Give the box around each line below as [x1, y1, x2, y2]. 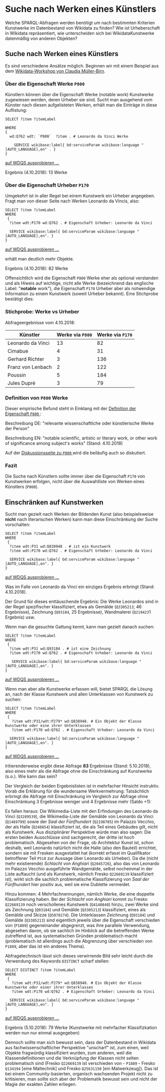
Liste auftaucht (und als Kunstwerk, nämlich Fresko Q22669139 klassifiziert [5, 871, 154, 877]
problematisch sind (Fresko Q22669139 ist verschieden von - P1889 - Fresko [5, 1060, 156, 1066]
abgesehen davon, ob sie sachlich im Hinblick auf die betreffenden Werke [5, 927, 155, 934]
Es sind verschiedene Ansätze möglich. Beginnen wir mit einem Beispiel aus [5, 63, 159, 68]
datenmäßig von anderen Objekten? [5, 35, 78, 41]
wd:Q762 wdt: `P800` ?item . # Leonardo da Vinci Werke [9, 134, 129, 139]
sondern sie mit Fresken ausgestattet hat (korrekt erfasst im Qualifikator [5, 850, 151, 856]
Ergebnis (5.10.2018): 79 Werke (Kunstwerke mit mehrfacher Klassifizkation [5, 1025, 157, 1030]
